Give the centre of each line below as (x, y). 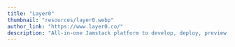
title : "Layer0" (31, 13)
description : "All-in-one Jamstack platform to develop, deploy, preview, (119, 33)
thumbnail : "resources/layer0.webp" (60, 20)
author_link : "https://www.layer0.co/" (65, 26)
